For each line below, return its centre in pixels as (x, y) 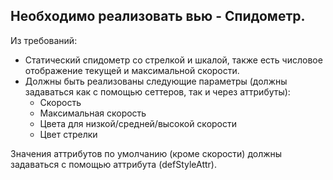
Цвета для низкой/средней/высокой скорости (138, 123)
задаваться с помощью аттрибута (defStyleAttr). (113, 164)
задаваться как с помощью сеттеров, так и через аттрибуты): (157, 91)
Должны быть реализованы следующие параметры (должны (156, 81)
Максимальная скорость (93, 113)
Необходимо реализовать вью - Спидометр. (158, 16)
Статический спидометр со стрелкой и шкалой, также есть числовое (173, 60)
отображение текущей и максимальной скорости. (132, 70)
